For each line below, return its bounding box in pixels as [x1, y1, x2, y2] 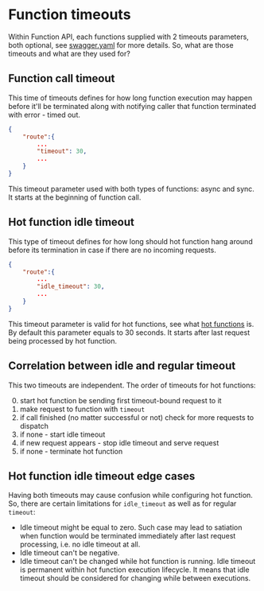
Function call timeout [8, 72, 115, 85]
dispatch [19, 421, 49, 430]
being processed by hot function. [8, 336, 118, 345]
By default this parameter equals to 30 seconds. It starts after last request [8, 328, 250, 337]
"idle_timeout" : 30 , [37, 282, 105, 291]
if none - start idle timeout [19, 430, 106, 439]
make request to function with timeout [19, 404, 146, 414]
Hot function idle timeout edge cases [8, 469, 196, 483]
